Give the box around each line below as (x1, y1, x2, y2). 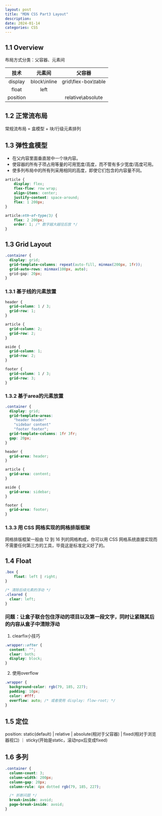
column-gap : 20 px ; (9, 779, 47, 785)
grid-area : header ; (9, 454, 49, 459)
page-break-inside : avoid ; (9, 802, 64, 807)
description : (5, 16, 32, 21)
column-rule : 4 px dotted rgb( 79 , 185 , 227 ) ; (9, 784, 101, 789)
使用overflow (12, 670, 39, 676)
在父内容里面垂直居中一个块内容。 (12, 155, 81, 161)
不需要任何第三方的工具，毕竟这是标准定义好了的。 (5, 542, 108, 548)
